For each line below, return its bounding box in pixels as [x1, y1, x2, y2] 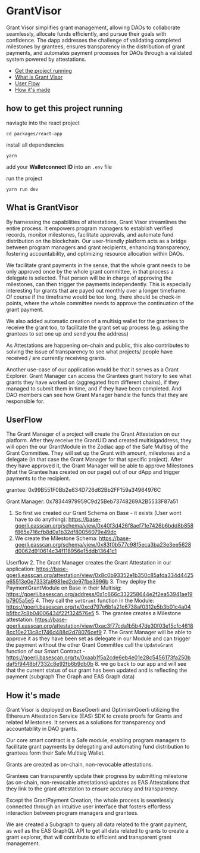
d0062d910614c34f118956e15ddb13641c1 [14, 547, 117, 555]
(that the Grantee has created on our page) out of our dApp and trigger [6, 469, 180, 476]
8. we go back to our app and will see [95, 660, 187, 668]
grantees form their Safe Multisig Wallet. [6, 749, 105, 756]
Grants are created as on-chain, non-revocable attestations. [6, 761, 154, 768]
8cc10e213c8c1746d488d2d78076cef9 [6, 629, 102, 636]
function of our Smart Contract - [6, 648, 86, 655]
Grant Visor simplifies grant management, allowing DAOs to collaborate [6, 24, 180, 31]
